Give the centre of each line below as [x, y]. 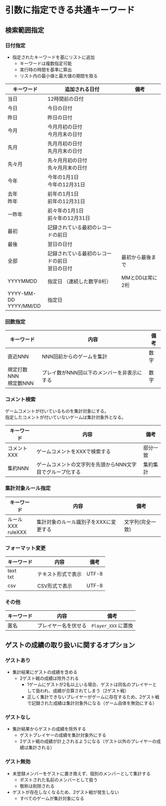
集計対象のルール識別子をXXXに [74, 522]
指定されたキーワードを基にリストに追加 [53, 57]
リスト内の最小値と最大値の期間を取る [59, 75]
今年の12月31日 [66, 184]
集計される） [41, 747]
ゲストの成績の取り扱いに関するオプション [70, 645]
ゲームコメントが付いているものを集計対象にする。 [57, 411]
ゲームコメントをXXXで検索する [74, 451]
